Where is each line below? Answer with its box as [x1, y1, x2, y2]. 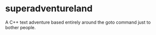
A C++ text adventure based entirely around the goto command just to [5, 19, 151, 25]
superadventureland [5, 3, 93, 14]
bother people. [5, 24, 36, 30]
